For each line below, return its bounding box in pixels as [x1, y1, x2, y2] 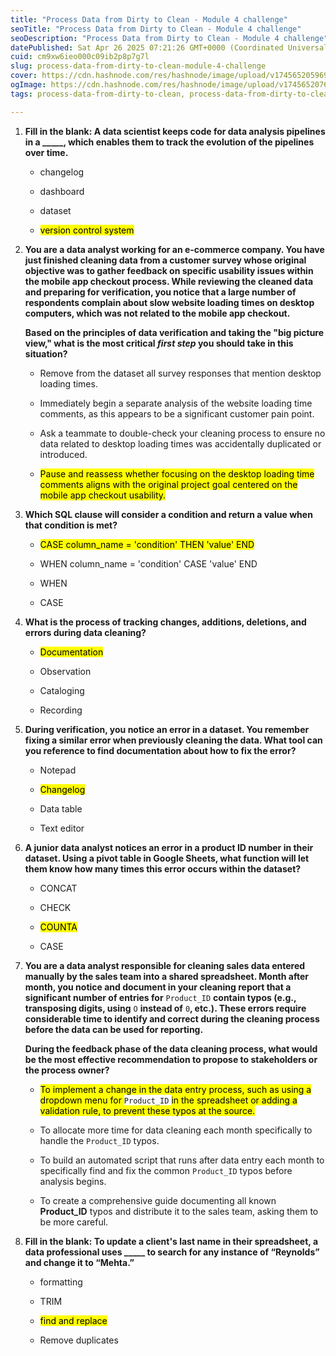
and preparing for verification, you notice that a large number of [24, 286, 297, 298]
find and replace [39, 1314, 108, 1326]
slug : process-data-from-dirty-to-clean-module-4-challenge [10, 61, 267, 71]
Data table [39, 802, 83, 815]
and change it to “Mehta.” [24, 1256, 135, 1268]
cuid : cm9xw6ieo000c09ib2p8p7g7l [10, 52, 150, 62]
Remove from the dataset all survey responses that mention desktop [39, 367, 322, 379]
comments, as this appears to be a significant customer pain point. [39, 407, 315, 420]
